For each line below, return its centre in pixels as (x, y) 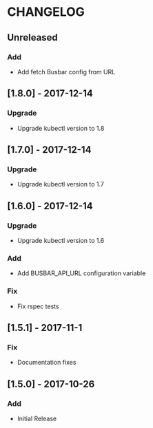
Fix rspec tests (38, 306)
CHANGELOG (46, 12)
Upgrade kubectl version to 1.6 (61, 240)
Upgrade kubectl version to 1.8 (61, 128)
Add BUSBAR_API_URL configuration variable (81, 273)
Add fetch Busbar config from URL (66, 72)
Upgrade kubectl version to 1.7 (61, 184)
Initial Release (37, 418)
